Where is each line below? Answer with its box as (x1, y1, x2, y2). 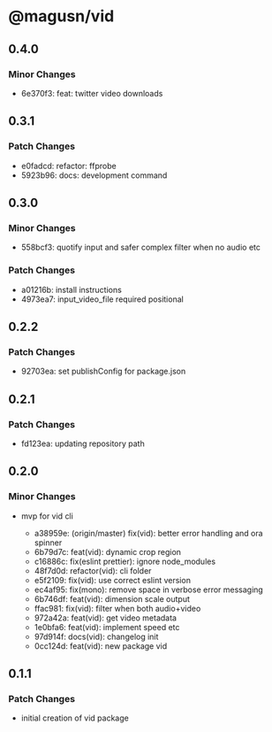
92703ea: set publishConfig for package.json (20, 366, 186, 377)
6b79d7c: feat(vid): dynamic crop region (34, 546, 182, 557)
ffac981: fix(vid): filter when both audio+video (34, 603, 201, 613)
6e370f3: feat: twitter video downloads (20, 88, 163, 98)
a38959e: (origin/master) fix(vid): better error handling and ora (34, 528, 263, 538)
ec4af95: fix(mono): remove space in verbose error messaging (34, 584, 264, 595)
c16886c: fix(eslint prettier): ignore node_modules (34, 556, 216, 566)
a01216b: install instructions (20, 284, 123, 295)
